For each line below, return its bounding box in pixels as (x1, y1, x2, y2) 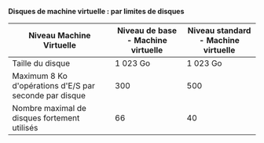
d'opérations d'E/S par (12, 80, 96, 91)
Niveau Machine (28, 30, 91, 41)
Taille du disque (12, 58, 71, 69)
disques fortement (12, 113, 80, 123)
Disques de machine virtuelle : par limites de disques (8, 7, 185, 16)
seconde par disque (12, 90, 86, 101)
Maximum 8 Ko (12, 70, 68, 81)
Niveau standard (187, 25, 251, 36)
